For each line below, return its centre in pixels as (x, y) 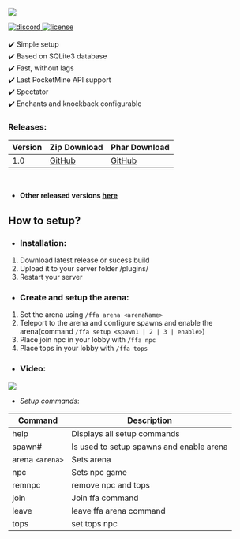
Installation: (43, 243)
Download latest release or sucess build (84, 260)
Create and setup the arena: (74, 297)
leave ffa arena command (118, 511)
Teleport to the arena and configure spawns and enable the (116, 323)
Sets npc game (99, 472)
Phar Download (140, 148)
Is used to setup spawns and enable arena (150, 447)
